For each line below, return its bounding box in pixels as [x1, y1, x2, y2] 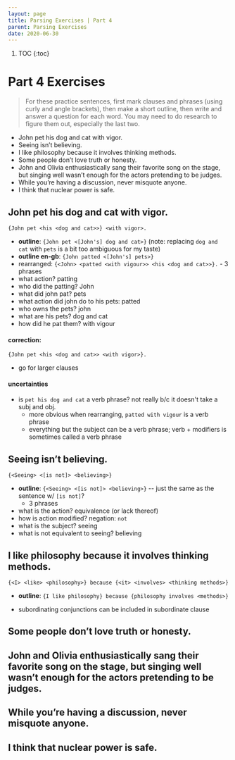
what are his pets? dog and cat [18, 312, 108, 320]
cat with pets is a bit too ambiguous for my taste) [18, 244, 161, 253]
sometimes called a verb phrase [28, 432, 122, 441]
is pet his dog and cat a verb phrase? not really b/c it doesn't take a [18, 395, 218, 404]
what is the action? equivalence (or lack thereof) [18, 506, 159, 515]
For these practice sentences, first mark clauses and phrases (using [25, 97, 223, 106]
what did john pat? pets [18, 289, 87, 298]
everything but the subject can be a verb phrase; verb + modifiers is [28, 425, 227, 434]
